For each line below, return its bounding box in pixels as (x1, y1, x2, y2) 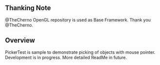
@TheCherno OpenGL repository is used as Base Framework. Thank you (5, 17, 151, 22)
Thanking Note (5, 4, 51, 12)
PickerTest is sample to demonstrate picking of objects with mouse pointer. (5, 49, 156, 55)
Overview (5, 36, 36, 44)
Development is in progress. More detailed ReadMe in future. (5, 54, 127, 60)
